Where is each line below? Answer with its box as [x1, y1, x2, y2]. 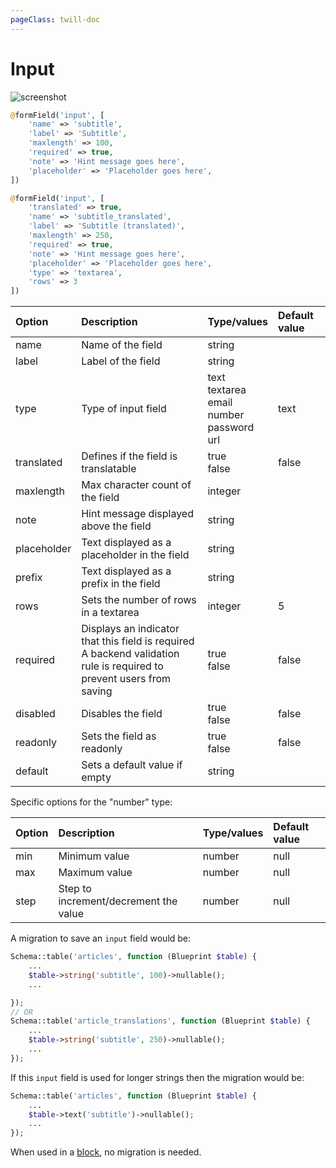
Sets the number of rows [81, 593, 197, 607]
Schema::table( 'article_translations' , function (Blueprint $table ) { [10, 1016, 311, 1026]
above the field [81, 519, 152, 533]
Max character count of [81, 478, 192, 492]
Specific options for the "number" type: [10, 796, 173, 808]
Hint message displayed [81, 507, 194, 521]
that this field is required [81, 634, 195, 648]
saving [81, 684, 113, 698]
